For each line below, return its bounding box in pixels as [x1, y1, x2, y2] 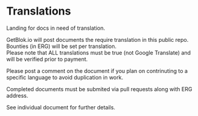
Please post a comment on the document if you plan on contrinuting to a [6, 67, 188, 74]
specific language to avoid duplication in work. [6, 73, 124, 81]
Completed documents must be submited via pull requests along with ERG [6, 85, 193, 92]
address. [6, 92, 29, 99]
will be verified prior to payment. [6, 55, 88, 63]
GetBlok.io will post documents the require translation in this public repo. [6, 36, 189, 43]
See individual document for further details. [6, 103, 116, 111]
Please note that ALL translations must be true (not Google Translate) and [6, 49, 191, 56]
